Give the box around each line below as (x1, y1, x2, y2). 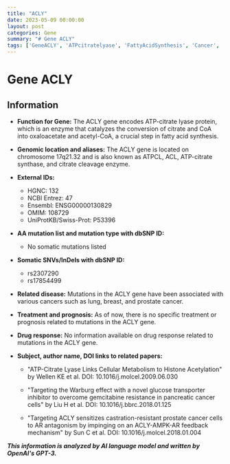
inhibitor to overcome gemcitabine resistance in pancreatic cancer (27, 393, 216, 401)
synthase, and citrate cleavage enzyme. (16, 160, 130, 168)
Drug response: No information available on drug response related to (16, 331, 214, 339)
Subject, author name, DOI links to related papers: (16, 352, 163, 360)
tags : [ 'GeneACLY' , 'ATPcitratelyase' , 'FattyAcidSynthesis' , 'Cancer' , (7, 42, 220, 49)
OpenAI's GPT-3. (7, 449, 57, 457)
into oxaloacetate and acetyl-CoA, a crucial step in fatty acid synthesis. (16, 132, 219, 140)
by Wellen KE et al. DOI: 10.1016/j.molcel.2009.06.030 (27, 372, 179, 381)
